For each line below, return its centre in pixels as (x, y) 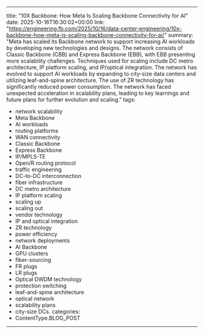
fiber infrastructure (39, 182)
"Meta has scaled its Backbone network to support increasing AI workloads (101, 41)
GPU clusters (32, 253)
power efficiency (36, 234)
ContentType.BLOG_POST (48, 318)
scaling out (29, 208)
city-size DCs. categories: (47, 311)
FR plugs (26, 266)
